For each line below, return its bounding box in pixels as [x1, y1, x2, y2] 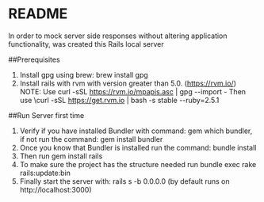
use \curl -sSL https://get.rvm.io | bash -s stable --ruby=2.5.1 [19, 95, 220, 105]
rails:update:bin [19, 168, 71, 177]
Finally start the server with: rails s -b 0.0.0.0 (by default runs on [19, 176, 230, 186]
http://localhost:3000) [19, 185, 93, 194]
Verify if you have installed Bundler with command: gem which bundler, [19, 126, 253, 135]
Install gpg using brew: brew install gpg [19, 70, 148, 79]
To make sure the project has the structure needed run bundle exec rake [19, 159, 257, 169]
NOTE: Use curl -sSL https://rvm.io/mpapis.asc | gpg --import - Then [19, 86, 247, 96]
